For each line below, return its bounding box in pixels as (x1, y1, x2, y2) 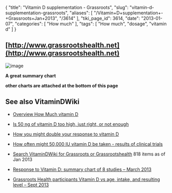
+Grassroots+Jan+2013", (5, 15, 58, 21)
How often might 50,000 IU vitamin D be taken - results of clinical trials (12, 141, 163, 147)
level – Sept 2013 (12, 182, 49, 188)
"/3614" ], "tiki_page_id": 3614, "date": (59, 15, 140, 21)
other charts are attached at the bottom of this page (5, 82, 118, 89)
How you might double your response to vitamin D (12, 131, 119, 137)
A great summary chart (5, 72, 56, 79)
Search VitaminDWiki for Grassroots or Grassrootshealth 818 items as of (12, 151, 166, 157)
